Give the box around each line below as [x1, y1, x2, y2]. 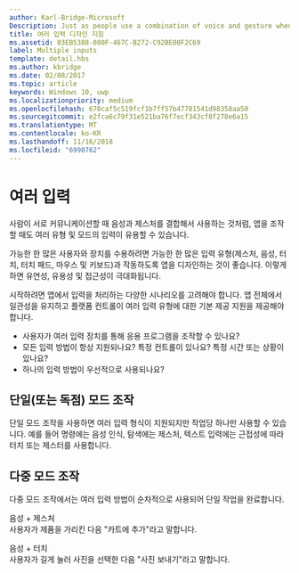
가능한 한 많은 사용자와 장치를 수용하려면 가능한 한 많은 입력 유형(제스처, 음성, [9, 248, 278, 258]
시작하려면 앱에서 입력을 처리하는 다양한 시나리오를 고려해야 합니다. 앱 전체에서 [9, 289, 283, 299]
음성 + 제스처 [9, 513, 55, 524]
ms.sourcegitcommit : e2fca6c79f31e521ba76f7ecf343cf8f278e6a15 [9, 112, 249, 121]
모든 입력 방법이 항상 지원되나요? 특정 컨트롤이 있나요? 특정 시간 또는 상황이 [21, 341, 285, 352]
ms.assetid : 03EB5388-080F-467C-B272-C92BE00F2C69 [9, 37, 201, 47]
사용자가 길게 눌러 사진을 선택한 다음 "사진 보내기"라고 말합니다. [9, 554, 230, 565]
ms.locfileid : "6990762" [9, 145, 101, 154]
